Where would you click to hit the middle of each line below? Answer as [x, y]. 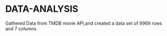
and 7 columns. [22, 28]
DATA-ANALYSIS [42, 9]
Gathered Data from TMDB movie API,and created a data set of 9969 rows [84, 23]
